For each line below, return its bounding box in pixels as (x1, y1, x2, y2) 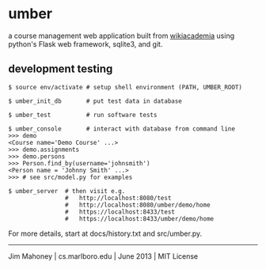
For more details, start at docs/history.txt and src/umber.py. (8, 229, 203, 238)
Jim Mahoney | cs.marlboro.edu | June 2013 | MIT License (8, 251, 199, 261)
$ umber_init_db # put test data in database (8, 97, 182, 105)
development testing (8, 63, 113, 76)
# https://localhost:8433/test (64, 207, 176, 216)
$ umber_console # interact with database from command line (8, 124, 236, 133)
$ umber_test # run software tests (8, 111, 158, 119)
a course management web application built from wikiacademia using (8, 31, 235, 40)
